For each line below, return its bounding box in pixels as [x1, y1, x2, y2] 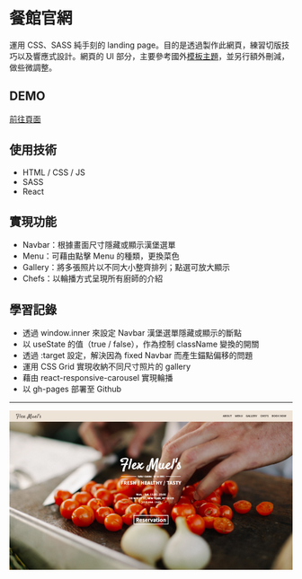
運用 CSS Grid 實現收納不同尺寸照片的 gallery [22, 361, 191, 373]
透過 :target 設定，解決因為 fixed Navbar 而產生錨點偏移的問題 [22, 350, 253, 361]
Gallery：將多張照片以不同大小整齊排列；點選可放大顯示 [22, 262, 231, 273]
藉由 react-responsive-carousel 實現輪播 [22, 373, 173, 383]
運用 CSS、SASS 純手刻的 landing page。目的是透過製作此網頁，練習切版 [9, 39, 282, 50]
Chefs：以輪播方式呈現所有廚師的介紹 [22, 273, 164, 284]
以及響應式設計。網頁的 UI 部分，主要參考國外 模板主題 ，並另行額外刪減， [16, 50, 290, 61]
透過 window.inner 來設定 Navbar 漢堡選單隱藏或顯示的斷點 [22, 328, 243, 338]
